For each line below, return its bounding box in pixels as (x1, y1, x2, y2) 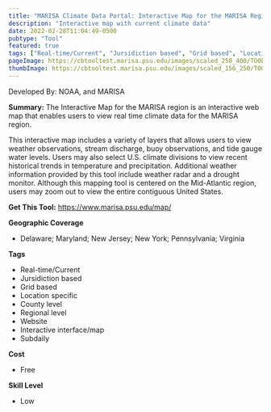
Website (19, 316, 48, 326)
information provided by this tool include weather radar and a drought (8, 169, 240, 179)
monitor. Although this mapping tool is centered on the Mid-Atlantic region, (8, 178, 256, 187)
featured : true (8, 42, 60, 50)
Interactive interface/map (19, 325, 105, 334)
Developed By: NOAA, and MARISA (8, 86, 125, 96)
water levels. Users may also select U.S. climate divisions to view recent (8, 152, 248, 162)
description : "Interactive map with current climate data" (8, 19, 211, 27)
